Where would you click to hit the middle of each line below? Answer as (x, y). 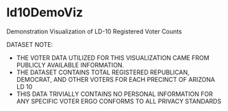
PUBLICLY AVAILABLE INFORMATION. (70, 65)
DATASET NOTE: (30, 44)
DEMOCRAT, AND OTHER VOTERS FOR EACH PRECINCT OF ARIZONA (115, 79)
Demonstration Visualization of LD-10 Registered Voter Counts (94, 31)
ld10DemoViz (45, 13)
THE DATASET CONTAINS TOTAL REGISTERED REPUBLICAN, (103, 72)
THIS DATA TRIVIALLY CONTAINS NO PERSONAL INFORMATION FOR (115, 94)
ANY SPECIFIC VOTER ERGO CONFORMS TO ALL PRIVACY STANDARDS (119, 101)
